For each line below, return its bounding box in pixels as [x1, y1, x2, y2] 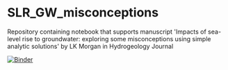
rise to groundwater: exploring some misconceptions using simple [22, 34, 211, 43]
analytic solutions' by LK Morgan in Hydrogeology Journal [7, 42, 174, 50]
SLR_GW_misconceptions [7, 5, 158, 21]
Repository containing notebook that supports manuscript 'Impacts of [7, 27, 206, 36]
